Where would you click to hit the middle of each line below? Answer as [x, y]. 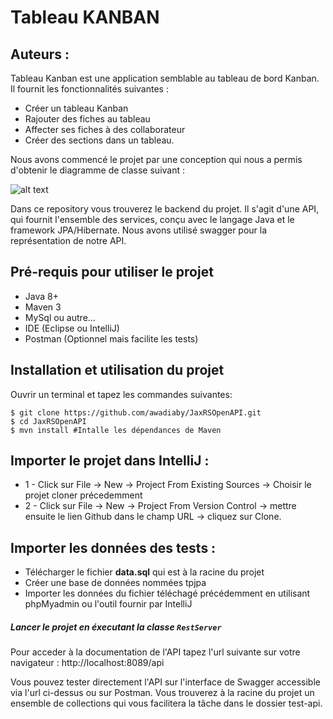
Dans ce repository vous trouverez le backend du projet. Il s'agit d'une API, [165, 209]
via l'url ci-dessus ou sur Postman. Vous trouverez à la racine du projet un [162, 693]
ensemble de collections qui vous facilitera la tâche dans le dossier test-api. [166, 703]
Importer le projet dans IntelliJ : [110, 461]
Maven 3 [43, 307]
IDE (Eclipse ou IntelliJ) [72, 328]
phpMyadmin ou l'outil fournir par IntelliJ [108, 604]
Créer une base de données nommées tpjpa [115, 583]
